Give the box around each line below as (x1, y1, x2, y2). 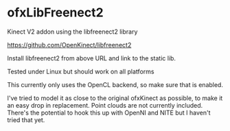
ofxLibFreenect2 (7, 5, 104, 21)
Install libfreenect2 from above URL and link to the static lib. (7, 53, 176, 62)
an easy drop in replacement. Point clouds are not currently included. (7, 101, 203, 109)
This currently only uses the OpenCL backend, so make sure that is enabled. (7, 80, 223, 88)
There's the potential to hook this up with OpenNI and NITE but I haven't (7, 108, 211, 117)
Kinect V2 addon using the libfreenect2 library (7, 27, 138, 36)
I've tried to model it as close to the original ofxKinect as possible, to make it (7, 94, 223, 102)
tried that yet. (7, 115, 45, 124)
